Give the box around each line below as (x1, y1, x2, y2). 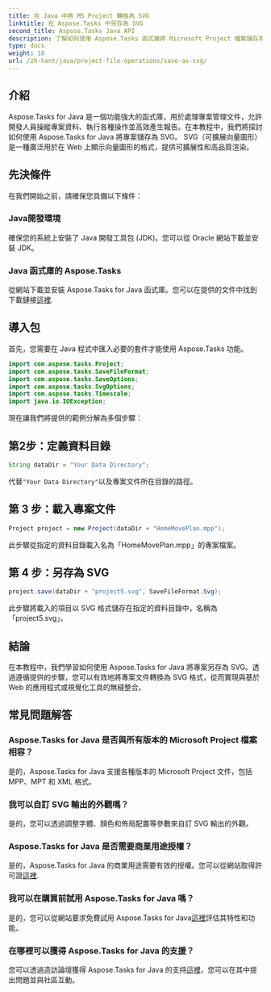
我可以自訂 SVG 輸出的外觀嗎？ (8, 798, 129, 810)
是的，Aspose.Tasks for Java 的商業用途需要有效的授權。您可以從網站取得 (8, 860, 256, 870)
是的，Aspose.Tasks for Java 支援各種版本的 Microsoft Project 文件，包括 (8, 766, 252, 776)
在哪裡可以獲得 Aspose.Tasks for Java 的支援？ (8, 945, 195, 956)
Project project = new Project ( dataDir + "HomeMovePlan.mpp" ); (8, 524, 226, 533)
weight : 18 (8, 49, 45, 57)
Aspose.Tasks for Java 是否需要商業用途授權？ (8, 840, 193, 852)
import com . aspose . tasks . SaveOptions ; (8, 375, 139, 383)
